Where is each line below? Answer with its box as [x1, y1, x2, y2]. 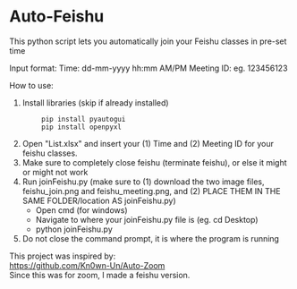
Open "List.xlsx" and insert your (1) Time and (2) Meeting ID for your [21, 138, 275, 149]
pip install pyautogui [41, 115, 126, 123]
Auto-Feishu [9, 6, 105, 27]
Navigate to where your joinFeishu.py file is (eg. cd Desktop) [35, 214, 259, 225]
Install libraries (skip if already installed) [21, 97, 169, 108]
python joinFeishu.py [35, 224, 114, 234]
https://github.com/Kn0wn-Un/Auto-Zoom [9, 259, 165, 270]
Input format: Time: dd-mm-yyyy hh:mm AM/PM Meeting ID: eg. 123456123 [9, 63, 288, 73]
